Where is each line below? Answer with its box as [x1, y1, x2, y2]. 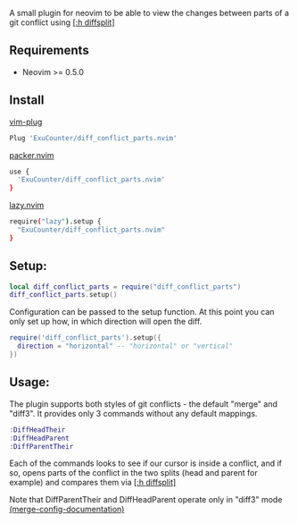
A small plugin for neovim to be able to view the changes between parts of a [9, 8, 290, 18]
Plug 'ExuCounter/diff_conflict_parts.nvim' [9, 133, 178, 142]
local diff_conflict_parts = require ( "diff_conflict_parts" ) [9, 282, 242, 291]
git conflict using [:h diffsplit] [9, 17, 115, 28]
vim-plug [9, 116, 43, 127]
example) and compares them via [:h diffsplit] [9, 477, 177, 488]
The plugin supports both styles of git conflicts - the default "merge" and [9, 398, 278, 409]
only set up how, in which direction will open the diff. [9, 316, 203, 327]
